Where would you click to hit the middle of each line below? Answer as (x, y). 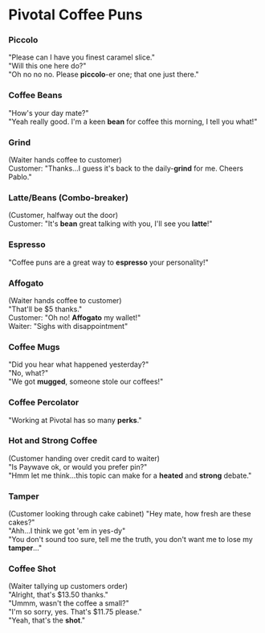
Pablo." (20, 177)
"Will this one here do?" (47, 66)
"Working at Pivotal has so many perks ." (75, 420)
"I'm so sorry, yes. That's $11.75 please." (75, 612)
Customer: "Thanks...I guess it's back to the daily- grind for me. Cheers (126, 169)
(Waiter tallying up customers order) (68, 586)
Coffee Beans (35, 96)
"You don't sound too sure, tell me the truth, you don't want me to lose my (130, 540)
